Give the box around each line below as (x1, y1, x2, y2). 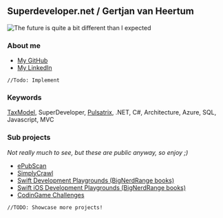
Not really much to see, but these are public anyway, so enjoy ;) (7, 148, 189, 156)
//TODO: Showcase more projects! (7, 204, 103, 211)
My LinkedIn (17, 64, 53, 72)
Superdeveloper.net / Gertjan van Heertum (7, 5, 194, 17)
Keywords (7, 93, 42, 102)
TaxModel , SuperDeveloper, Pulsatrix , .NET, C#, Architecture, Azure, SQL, (7, 108, 217, 117)
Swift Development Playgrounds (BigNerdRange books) (17, 176, 175, 184)
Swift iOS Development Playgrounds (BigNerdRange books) (17, 183, 187, 191)
